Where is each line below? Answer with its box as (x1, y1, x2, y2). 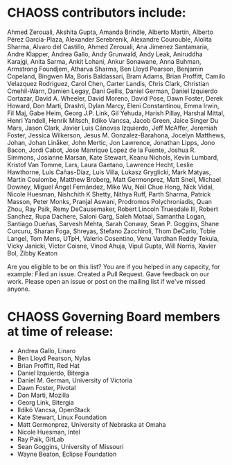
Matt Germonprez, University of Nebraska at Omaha (17, 420, 166, 428)
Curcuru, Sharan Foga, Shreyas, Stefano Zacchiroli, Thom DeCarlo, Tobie (7, 227, 216, 235)
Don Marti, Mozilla (17, 391, 70, 399)
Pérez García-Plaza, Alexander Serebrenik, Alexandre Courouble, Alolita (7, 35, 213, 43)
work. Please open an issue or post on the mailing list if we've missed (7, 277, 206, 285)
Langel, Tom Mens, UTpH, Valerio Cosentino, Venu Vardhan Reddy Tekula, (7, 234, 220, 242)
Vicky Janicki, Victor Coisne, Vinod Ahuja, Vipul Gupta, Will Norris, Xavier (7, 242, 217, 250)
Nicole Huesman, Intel (17, 428, 81, 436)
